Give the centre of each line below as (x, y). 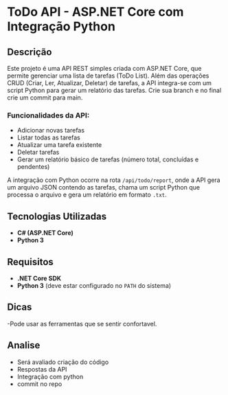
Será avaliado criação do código (63, 362)
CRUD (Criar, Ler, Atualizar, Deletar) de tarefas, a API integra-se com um (109, 83)
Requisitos (30, 262)
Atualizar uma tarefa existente (59, 145)
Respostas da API (42, 369)
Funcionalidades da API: (48, 115)
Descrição (30, 52)
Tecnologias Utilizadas (57, 216)
